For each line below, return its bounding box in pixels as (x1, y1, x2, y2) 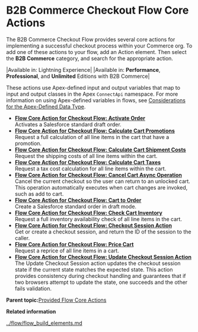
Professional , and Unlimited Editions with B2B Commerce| (6, 72, 150, 80)
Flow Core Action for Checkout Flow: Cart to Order (14, 197, 142, 204)
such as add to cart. (14, 190, 64, 197)
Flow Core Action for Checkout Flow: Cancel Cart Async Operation (14, 171, 183, 178)
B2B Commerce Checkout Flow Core (6, 4, 189, 17)
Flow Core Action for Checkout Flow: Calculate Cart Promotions (14, 127, 175, 134)
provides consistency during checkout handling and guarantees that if (14, 272, 186, 279)
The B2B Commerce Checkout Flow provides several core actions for (6, 36, 175, 43)
